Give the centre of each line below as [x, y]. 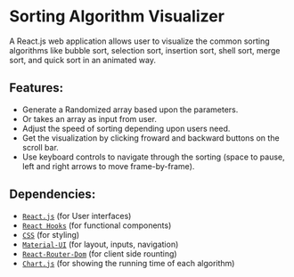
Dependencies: [53, 195]
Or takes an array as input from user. [90, 118]
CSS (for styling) [51, 234]
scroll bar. [41, 147]
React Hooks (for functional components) [97, 225]
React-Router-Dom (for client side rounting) [99, 253]
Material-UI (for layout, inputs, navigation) [100, 244]
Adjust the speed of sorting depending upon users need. [126, 128]
